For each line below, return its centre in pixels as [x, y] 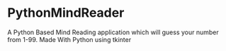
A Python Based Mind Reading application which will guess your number [113, 32]
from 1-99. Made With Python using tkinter [69, 39]
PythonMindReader [66, 13]
